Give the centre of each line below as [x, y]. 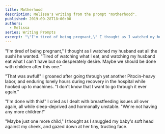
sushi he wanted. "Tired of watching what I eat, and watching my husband [80, 56]
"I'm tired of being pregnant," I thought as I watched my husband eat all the [81, 51]
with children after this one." [34, 66]
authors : [14, 23]
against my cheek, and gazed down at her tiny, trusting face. [66, 126]
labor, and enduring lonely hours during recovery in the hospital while [75, 81]
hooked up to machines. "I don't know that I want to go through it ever [76, 86]
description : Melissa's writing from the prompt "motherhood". [71, 14]
